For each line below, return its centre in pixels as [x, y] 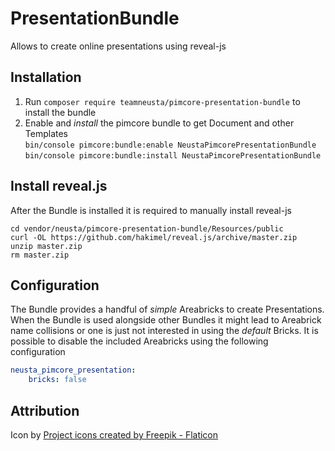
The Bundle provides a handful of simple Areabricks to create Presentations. [167, 309]
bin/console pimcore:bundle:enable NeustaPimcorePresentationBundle [170, 145]
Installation [46, 77]
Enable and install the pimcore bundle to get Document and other [159, 123]
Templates [46, 133]
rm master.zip [40, 255]
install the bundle [60, 112]
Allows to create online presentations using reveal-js [118, 46]
